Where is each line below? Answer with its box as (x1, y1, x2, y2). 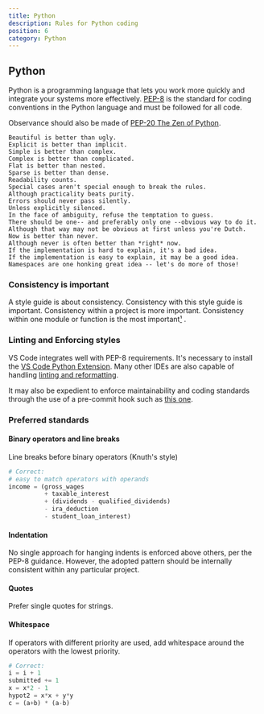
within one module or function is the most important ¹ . (8, 315, 187, 324)
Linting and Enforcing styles (8, 335, 121, 346)
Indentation (8, 530, 48, 539)
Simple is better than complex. (8, 148, 117, 156)
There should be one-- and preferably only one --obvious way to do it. (8, 218, 258, 226)
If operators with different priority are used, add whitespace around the (8, 638, 245, 647)
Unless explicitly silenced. (8, 204, 106, 213)
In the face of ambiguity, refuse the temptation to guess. (8, 211, 215, 220)
